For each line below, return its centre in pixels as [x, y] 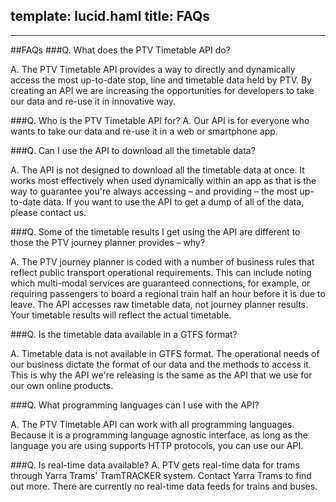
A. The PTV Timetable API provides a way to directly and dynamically [153, 69]
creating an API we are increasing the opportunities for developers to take [162, 90]
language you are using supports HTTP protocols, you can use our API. [157, 445]
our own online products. [62, 385]
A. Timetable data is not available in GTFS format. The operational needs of [165, 353]
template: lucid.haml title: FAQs [110, 16]
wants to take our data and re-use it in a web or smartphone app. [144, 131]
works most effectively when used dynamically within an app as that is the [163, 180]
